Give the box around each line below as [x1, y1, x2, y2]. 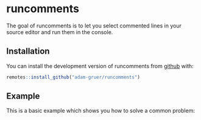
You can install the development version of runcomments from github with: [6, 62, 194, 69]
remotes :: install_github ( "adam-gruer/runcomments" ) [6, 74, 140, 80]
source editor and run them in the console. [6, 28, 113, 35]
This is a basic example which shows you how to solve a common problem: [6, 107, 195, 115]
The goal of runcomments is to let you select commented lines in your [6, 22, 182, 29]
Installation [6, 46, 50, 57]
